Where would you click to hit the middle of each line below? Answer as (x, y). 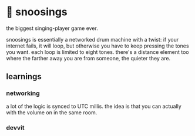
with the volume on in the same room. (52, 112)
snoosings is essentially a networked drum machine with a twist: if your (93, 39)
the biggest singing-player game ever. (52, 28)
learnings (24, 76)
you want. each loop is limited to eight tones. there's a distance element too (97, 52)
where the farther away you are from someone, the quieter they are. (88, 58)
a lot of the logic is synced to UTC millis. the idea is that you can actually (94, 106)
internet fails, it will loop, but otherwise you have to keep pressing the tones (97, 46)
